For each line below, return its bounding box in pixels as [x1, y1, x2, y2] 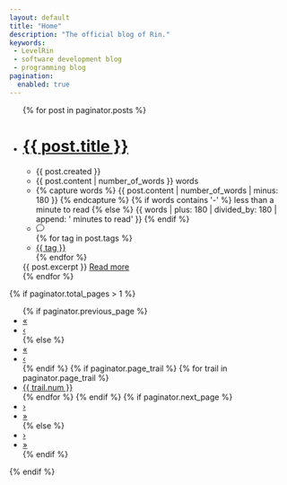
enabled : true [17, 80, 70, 89]
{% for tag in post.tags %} [35, 233, 133, 243]
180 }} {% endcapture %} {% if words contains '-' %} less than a [35, 194, 274, 205]
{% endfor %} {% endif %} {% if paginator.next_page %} [22, 392, 233, 402]
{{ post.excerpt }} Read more [22, 261, 130, 272]
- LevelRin [13, 47, 54, 56]
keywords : [9, 38, 47, 48]
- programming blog [13, 64, 87, 73]
